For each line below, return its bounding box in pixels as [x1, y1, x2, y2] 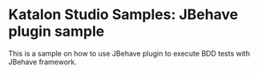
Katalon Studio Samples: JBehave [8, 6, 239, 24]
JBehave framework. [8, 57, 78, 67]
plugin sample [8, 22, 105, 40]
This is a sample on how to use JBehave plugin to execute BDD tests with [8, 48, 251, 58]
